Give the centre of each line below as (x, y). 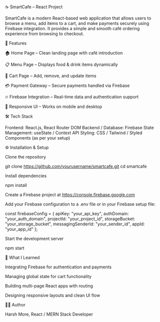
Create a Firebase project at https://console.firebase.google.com (70, 195)
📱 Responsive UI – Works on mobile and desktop (53, 107)
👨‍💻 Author (15, 305)
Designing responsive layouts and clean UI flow (53, 295)
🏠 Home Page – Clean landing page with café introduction (64, 53)
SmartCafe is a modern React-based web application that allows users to (78, 18)
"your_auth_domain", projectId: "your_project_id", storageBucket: (70, 219)
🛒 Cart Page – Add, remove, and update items (51, 76)
